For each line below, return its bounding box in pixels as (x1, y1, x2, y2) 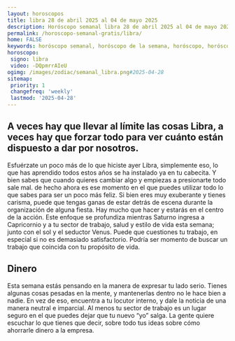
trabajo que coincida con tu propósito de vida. (7, 242, 141, 251)
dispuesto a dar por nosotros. (7, 143, 139, 154)
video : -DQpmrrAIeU (10, 62, 68, 69)
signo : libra (10, 56, 49, 63)
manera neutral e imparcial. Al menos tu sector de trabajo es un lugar (7, 303, 207, 312)
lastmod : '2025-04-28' (10, 95, 77, 102)
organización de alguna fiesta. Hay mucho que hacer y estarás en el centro (7, 205, 224, 214)
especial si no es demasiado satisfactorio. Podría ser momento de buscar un (7, 235, 228, 243)
